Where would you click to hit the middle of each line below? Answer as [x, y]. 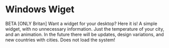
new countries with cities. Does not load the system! [60, 40]
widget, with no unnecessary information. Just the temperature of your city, [85, 29]
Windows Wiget [40, 9]
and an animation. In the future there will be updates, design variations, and [85, 34]
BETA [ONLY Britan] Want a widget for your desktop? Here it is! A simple [81, 23]
